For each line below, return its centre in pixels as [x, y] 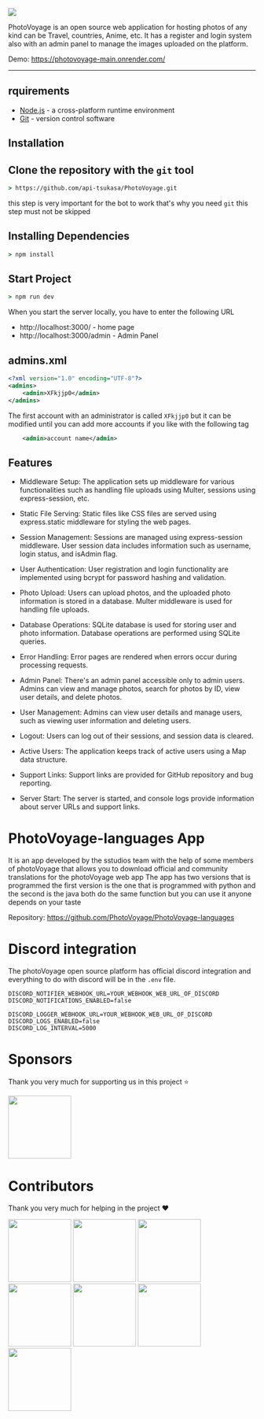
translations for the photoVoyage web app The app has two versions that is [130, 878]
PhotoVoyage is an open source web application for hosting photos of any [128, 27]
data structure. [44, 759]
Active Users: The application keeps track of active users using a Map [133, 752]
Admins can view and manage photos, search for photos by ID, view [130, 689]
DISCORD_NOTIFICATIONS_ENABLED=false [70, 1001]
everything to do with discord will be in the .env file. [92, 980]
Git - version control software [67, 118]
